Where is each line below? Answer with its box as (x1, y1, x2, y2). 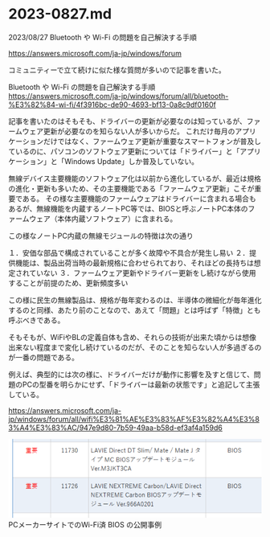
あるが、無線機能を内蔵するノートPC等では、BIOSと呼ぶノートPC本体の (8, 203, 248, 213)
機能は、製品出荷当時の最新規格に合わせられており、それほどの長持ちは (14, 258, 255, 268)
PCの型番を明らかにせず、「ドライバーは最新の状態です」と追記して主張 (22, 379, 260, 389)
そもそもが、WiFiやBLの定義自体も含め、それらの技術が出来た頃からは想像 (8, 332, 257, 342)
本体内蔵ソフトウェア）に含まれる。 (57, 214, 178, 223)
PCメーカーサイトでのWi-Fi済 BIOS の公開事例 (8, 519, 162, 529)
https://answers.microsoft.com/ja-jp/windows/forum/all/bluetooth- (8, 91, 229, 100)
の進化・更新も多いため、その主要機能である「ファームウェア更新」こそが (8, 183, 255, 193)
